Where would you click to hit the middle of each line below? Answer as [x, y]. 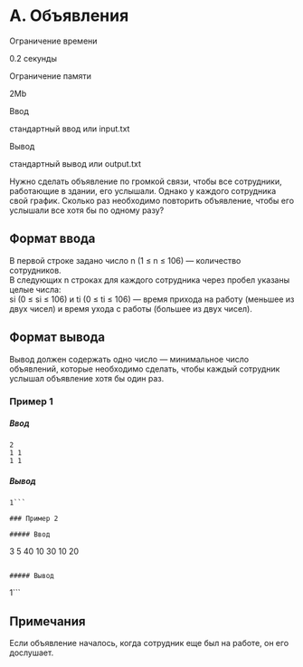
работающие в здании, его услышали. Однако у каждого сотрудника [143, 190]
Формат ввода [52, 239]
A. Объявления [69, 16]
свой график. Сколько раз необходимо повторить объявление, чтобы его [152, 200]
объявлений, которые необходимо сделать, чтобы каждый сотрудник [145, 369]
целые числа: [35, 289]
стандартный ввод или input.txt [70, 129]
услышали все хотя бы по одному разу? [87, 210]
